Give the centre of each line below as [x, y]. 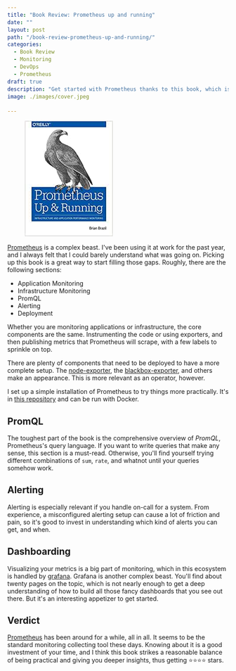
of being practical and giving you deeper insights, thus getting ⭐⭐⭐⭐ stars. [116, 660]
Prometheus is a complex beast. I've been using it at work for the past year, [117, 248]
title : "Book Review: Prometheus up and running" [81, 15]
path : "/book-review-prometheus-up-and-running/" [81, 37]
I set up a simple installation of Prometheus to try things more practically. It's [118, 392]
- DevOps [26, 67]
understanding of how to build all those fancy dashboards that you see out [115, 591]
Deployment [35, 314]
